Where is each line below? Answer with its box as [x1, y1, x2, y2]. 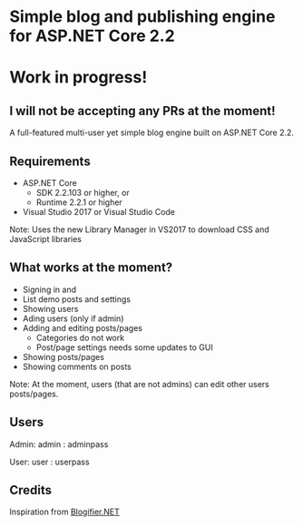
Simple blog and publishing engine [9, 6, 276, 27]
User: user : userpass [9, 456, 90, 467]
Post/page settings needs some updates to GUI [35, 342, 213, 353]
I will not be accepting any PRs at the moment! [9, 102, 276, 119]
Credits [9, 482, 53, 498]
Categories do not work [35, 332, 125, 343]
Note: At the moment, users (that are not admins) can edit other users [9, 378, 269, 389]
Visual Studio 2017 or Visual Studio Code [22, 207, 175, 217]
